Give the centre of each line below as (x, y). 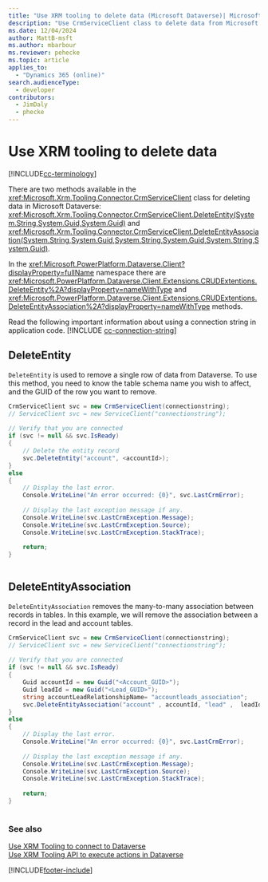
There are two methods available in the (73, 189)
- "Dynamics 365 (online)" (60, 75)
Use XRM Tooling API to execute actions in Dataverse (96, 855)
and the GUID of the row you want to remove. (83, 391)
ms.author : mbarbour (43, 45)
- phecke (30, 113)
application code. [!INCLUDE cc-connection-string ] (93, 330)
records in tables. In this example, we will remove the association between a (133, 615)
